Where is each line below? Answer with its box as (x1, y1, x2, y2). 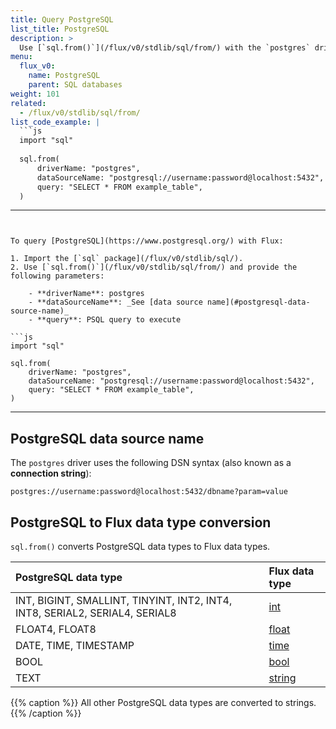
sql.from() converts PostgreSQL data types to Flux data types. (10, 541, 271, 552)
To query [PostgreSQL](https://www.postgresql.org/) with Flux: (10, 236, 284, 246)
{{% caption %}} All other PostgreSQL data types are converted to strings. (10, 697, 317, 708)
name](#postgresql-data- (206, 297, 311, 308)
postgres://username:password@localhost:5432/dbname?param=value (10, 487, 288, 497)
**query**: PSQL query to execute (36, 315, 182, 325)
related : (10, 98, 47, 108)
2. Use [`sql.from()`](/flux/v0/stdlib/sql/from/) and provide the (10, 262, 298, 273)
